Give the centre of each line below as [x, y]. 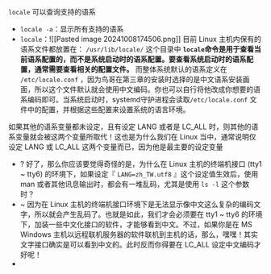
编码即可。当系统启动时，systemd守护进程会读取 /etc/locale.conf [138, 100]
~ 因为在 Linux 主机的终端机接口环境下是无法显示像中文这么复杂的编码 [137, 204]
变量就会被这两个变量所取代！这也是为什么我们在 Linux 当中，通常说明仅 [135, 137]
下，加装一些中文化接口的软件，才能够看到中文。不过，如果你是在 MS [136, 224]
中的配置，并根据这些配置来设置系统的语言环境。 [108, 110]
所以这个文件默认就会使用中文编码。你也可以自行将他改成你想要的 [144, 89]
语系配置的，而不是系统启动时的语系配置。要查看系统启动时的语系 [137, 59]
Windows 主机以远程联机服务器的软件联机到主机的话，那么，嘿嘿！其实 [139, 235]
